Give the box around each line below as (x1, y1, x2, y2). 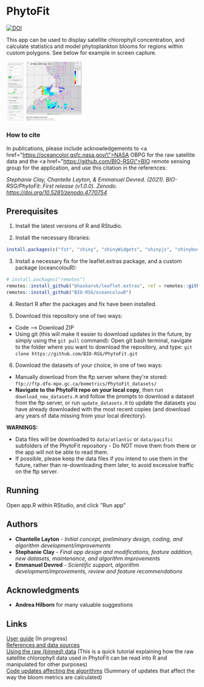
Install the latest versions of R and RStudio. (15, 222, 123, 230)
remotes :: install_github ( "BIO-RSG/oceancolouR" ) (6, 290, 132, 296)
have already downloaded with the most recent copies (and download (15, 405, 190, 412)
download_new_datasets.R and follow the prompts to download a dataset (15, 392, 194, 400)
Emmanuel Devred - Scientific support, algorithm (15, 561, 140, 569)
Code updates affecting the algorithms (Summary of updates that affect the (6, 667, 195, 675)
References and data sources (6, 641, 80, 649)
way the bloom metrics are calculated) (6, 674, 103, 681)
